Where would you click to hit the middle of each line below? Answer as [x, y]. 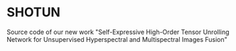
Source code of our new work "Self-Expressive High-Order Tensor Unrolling [118, 32]
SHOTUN [34, 12]
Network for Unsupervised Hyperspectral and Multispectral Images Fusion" [117, 39]
